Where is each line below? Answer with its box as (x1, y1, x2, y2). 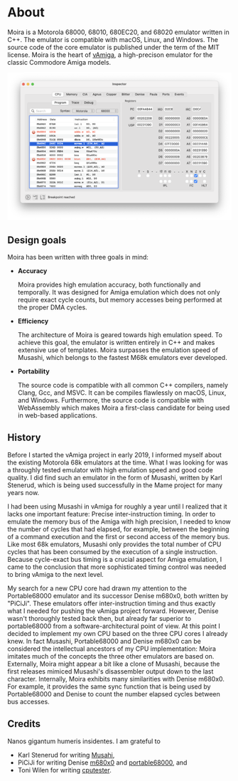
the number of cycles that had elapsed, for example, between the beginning (7, 524, 229, 533)
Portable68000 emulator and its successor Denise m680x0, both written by (7, 591, 229, 600)
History (7, 432, 41, 444)
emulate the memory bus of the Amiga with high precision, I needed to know (7, 517, 231, 526)
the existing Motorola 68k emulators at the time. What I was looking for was (7, 458, 229, 467)
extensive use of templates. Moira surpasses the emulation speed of (17, 346, 219, 354)
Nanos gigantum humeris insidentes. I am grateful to (7, 737, 161, 745)
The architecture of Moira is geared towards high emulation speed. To (17, 330, 222, 339)
